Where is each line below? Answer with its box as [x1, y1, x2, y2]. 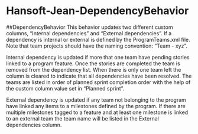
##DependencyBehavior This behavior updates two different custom [6, 24, 173, 31]
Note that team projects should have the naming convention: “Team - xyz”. [6, 42, 188, 49]
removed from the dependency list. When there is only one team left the [6, 66, 181, 73]
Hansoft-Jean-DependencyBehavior [6, 4, 189, 18]
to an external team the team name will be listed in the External [6, 115, 160, 122]
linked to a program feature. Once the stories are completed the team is [6, 60, 180, 67]
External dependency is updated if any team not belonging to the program [6, 96, 186, 103]
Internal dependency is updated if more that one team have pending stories [6, 53, 190, 61]
